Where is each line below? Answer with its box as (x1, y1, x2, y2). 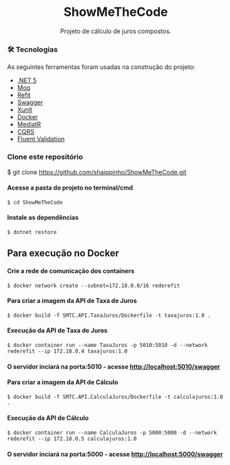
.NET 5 (17, 77, 37, 85)
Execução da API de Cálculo (7, 414, 90, 422)
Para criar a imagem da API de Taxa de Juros (7, 297, 137, 305)
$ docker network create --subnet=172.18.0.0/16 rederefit (7, 282, 180, 289)
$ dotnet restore (7, 228, 57, 235)
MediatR (17, 120, 41, 128)
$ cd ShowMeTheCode (7, 199, 63, 206)
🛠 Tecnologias (7, 44, 59, 54)
